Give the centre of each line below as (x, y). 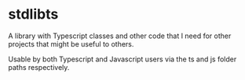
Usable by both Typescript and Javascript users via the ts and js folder (122, 59)
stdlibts (33, 14)
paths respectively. (39, 67)
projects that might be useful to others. (71, 43)
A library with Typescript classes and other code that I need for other (120, 36)
